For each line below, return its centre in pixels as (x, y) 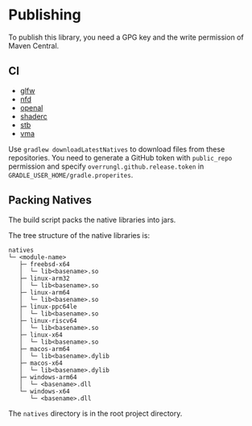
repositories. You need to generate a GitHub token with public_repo (120, 157)
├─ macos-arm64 (44, 349)
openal (31, 107)
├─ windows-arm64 (48, 377)
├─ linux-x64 (41, 335)
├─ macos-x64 (41, 363)
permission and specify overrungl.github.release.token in (106, 166)
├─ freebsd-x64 (44, 264)
